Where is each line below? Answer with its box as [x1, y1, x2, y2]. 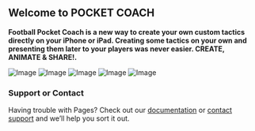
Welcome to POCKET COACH [8, 6, 155, 20]
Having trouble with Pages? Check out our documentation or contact [8, 106, 232, 115]
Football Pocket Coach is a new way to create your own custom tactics [8, 27, 245, 36]
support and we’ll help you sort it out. [8, 114, 130, 123]
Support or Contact [8, 87, 85, 98]
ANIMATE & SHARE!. [8, 52, 78, 62]
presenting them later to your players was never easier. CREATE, [8, 43, 225, 54]
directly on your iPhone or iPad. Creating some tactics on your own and [8, 36, 247, 45]
